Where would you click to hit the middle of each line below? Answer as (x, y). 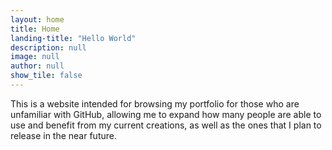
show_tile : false (46, 76)
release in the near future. (63, 135)
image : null (35, 57)
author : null (37, 66)
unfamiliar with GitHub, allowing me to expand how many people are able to (166, 114)
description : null (48, 47)
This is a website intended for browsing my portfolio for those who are (155, 103)
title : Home (35, 29)
